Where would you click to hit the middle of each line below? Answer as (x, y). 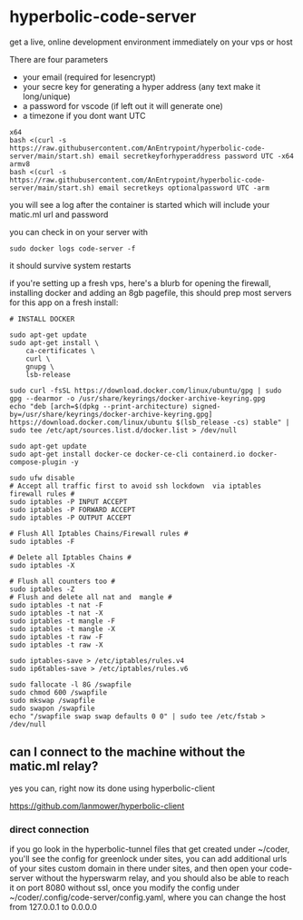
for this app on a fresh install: (64, 302)
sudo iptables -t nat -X (56, 613)
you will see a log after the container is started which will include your (140, 204)
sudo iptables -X (42, 565)
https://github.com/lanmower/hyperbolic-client (97, 806)
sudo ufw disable (42, 478)
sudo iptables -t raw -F (56, 637)
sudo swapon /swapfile (52, 708)
